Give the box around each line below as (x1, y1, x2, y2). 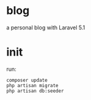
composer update (6, 77, 48, 83)
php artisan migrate (6, 82, 59, 88)
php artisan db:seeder (6, 88, 64, 94)
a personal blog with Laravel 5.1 (6, 24, 86, 31)
